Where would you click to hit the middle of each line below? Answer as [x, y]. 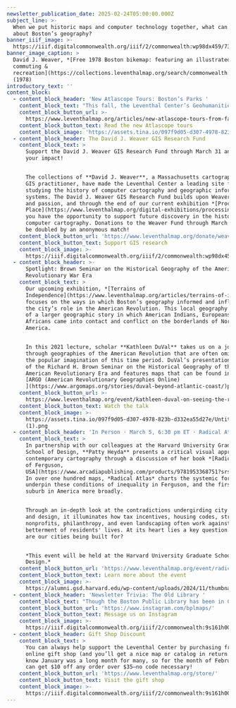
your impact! [44, 158]
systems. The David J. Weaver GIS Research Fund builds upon [117, 197]
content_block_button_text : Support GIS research [94, 243]
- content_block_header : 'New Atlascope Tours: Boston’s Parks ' [111, 100]
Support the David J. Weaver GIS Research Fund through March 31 [123, 152]
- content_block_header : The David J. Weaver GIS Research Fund [109, 138]
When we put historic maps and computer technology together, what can [120, 27]
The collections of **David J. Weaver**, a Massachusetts [112, 177]
